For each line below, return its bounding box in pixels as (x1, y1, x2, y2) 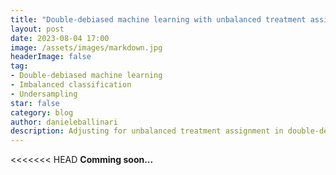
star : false (10, 98, 60, 108)
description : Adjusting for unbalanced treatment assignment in (10, 126, 284, 136)
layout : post (10, 24, 65, 34)
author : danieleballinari (10, 117, 118, 127)
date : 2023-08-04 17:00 (10, 33, 110, 43)
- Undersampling (10, 89, 78, 99)
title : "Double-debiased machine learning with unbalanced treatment (10, 14, 307, 25)
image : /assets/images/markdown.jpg (10, 42, 163, 53)
